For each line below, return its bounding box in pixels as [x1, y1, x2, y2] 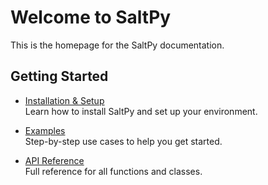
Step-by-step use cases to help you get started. [24, 135, 223, 147]
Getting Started [10, 68, 109, 85]
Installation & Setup [24, 94, 105, 106]
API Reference [24, 154, 85, 166]
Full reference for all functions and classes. [24, 165, 203, 177]
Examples [24, 124, 66, 136]
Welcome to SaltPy [10, 6, 172, 29]
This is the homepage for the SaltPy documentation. [10, 39, 225, 51]
